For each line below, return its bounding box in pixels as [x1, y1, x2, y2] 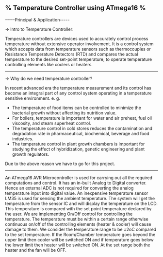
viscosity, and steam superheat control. [12, 120, 91, 126]
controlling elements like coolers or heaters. [5, 61, 93, 67]
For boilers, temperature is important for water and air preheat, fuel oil [12, 115, 152, 121]
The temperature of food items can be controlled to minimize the [12, 105, 142, 110]
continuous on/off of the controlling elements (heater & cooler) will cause [5, 221, 151, 227]
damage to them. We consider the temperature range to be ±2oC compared [5, 226, 157, 232]
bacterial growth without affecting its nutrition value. [12, 110, 117, 116]
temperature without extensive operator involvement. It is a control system [5, 41, 154, 47]
